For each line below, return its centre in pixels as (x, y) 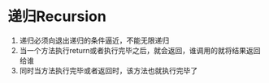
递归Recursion (57, 17)
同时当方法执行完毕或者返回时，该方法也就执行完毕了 (108, 70)
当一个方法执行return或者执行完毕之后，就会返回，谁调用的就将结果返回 (140, 50)
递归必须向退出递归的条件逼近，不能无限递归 (94, 40)
